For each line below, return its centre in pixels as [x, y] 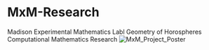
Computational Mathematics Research [62, 39]
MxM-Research [53, 12]
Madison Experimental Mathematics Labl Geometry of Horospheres [104, 32]
